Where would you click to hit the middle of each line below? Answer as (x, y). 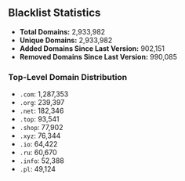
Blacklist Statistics (54, 13)
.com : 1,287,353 (44, 94)
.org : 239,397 (42, 103)
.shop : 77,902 (41, 128)
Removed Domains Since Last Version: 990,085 (98, 56)
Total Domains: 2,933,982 (62, 31)
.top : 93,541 (40, 119)
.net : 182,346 (42, 111)
